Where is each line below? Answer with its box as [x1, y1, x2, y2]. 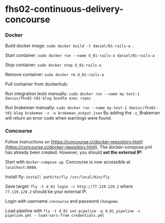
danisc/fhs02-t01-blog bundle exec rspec [5, 96, 92, 101]
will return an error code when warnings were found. [5, 115, 112, 121]
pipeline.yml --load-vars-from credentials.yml [5, 213, 105, 218]
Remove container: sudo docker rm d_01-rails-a [5, 72, 104, 78]
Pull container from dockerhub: [5, 81, 68, 87]
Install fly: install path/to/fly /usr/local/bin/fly [5, 174, 110, 179]
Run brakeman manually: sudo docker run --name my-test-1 [5, 105, 127, 111]
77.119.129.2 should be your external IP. [5, 188, 87, 194]
